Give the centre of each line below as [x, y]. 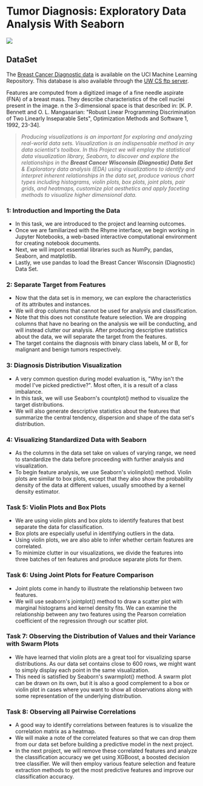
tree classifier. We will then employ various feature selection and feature [105, 764]
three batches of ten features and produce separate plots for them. [99, 559]
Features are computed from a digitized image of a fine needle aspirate [95, 92]
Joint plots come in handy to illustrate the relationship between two [99, 588]
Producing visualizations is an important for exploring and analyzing [107, 136]
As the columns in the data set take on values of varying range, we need [105, 453]
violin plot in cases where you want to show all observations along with [104, 689]
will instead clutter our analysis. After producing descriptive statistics [101, 330]
